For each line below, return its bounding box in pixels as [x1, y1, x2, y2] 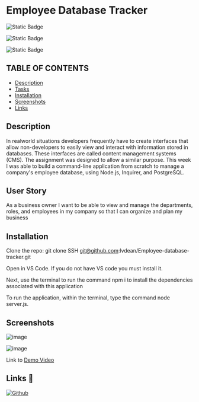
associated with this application [6, 283, 84, 290]
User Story [6, 186, 47, 196]
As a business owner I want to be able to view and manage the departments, [6, 202, 193, 209]
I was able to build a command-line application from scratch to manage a [6, 162, 185, 170]
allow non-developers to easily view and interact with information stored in [6, 143, 188, 151]
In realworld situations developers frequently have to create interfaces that [6, 137, 188, 144]
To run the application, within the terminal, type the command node [6, 294, 171, 301]
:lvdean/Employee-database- [118, 247, 190, 254]
